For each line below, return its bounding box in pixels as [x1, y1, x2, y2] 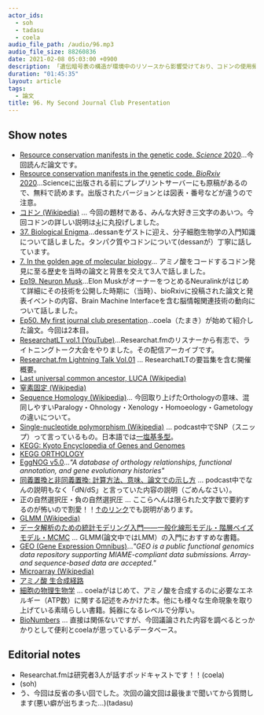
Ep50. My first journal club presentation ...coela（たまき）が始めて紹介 [19, 315, 247, 324]
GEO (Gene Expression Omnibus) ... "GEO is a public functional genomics [19, 541, 255, 551]
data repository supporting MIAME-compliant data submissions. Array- [19, 549, 251, 559]
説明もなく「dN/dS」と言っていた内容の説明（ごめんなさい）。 [33, 485, 236, 494]
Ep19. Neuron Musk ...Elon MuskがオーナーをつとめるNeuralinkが [19, 276, 229, 285]
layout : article [8, 77, 61, 85]
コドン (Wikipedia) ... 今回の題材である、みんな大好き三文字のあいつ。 [19, 207, 247, 217]
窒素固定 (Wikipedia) [19, 383, 86, 392]
